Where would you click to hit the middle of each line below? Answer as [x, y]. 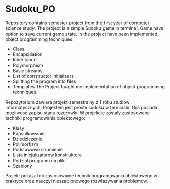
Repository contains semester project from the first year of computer [77, 23]
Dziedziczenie [27, 139]
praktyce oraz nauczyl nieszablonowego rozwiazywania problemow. [77, 181]
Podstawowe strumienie [38, 149]
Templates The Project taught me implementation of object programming [89, 86]
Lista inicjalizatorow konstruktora [47, 155]
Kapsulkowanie [28, 133]
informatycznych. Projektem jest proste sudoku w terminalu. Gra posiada [81, 107]
